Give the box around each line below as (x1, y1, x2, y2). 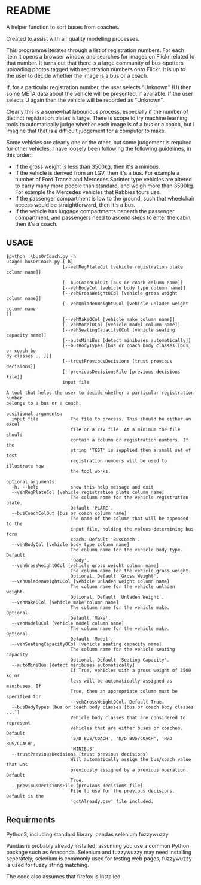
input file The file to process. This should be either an (11, 416, 191, 422)
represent (6, 720, 31, 726)
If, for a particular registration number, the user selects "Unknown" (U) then (6, 83, 193, 90)
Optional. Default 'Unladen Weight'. (70, 594, 165, 600)
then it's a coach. (14, 220, 58, 228)
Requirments (6, 815, 56, 825)
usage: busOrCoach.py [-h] (6, 259, 74, 265)
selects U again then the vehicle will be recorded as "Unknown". (6, 96, 165, 104)
